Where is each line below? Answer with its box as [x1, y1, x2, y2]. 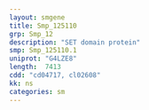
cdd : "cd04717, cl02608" [9, 71, 101, 80]
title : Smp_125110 [9, 21, 77, 30]
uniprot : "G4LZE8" [9, 54, 77, 63]
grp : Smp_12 [9, 29, 53, 38]
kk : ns [9, 79, 34, 88]
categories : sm [9, 87, 66, 96]
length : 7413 [9, 63, 62, 72]
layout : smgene [9, 12, 66, 22]
